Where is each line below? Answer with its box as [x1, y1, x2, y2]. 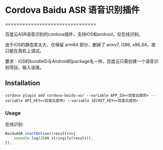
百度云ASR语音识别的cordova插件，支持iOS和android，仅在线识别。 [5, 31, 143, 37]
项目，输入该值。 [9, 64, 44, 70]
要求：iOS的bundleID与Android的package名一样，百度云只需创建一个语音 [5, 58, 154, 64]
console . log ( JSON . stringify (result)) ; [14, 136, 93, 141]
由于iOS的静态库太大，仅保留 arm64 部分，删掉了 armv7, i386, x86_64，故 [5, 41, 156, 47]
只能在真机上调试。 [5, 48, 44, 54]
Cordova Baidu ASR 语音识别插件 [5, 4, 140, 16]
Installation [5, 79, 40, 88]
